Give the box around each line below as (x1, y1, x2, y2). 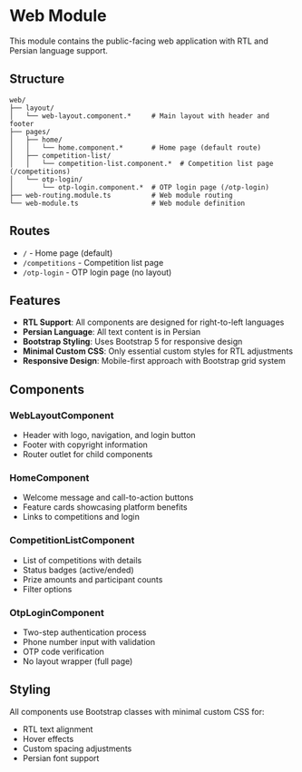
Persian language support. (9, 44, 109, 55)
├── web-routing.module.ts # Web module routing (9, 191, 233, 200)
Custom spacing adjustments (22, 743, 132, 754)
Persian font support (22, 752, 100, 763)
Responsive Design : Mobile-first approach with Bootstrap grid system (22, 356, 286, 366)
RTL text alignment (22, 723, 93, 735)
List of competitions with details (22, 554, 142, 565)
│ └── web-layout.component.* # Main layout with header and (9, 111, 270, 121)
